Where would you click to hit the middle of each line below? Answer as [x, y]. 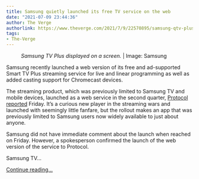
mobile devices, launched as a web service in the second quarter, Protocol [97, 97]
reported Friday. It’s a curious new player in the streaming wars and [88, 104]
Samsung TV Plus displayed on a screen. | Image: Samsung [94, 56]
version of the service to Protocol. [48, 147]
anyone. [16, 123]
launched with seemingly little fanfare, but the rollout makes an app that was [99, 110]
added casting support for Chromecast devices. [65, 80]
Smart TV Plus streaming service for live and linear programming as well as [98, 74]
